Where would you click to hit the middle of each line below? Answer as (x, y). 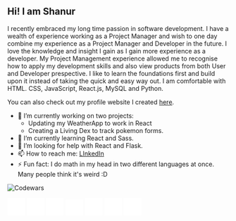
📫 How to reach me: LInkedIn (61, 153)
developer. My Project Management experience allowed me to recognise (113, 58)
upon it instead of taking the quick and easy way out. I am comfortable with (117, 81)
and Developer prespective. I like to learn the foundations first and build (111, 73)
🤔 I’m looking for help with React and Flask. (80, 145)
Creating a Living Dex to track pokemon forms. (96, 130)
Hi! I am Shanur (42, 12)
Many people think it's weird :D (62, 174)
